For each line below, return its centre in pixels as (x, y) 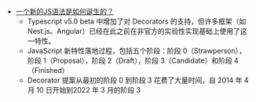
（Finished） (48, 70)
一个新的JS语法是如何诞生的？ (64, 11)
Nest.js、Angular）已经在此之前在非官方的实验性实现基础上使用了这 (137, 31)
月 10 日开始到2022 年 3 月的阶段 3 (84, 90)
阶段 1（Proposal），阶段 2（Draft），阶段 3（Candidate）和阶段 (130, 60)
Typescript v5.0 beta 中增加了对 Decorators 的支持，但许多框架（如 (137, 21)
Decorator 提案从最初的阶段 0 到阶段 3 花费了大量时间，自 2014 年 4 (138, 80)
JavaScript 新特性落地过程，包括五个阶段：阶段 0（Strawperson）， (136, 51)
